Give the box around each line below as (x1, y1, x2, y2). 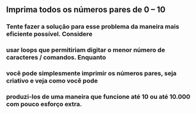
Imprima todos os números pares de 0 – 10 (6, 5, 166, 15)
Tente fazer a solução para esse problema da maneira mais (6, 23, 179, 31)
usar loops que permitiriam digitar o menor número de (6, 46, 165, 54)
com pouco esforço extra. (6, 100, 82, 109)
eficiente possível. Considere (6, 30, 93, 38)
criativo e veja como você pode (6, 77, 98, 85)
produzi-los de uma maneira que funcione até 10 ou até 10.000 (6, 93, 191, 101)
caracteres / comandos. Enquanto (6, 53, 106, 62)
